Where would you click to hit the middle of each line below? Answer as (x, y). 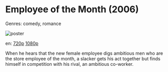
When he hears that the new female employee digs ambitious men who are (84, 53)
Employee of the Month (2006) (72, 9)
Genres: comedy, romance (33, 23)
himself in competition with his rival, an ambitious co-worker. (69, 64)
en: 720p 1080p (22, 43)
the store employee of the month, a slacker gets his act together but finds (83, 58)
